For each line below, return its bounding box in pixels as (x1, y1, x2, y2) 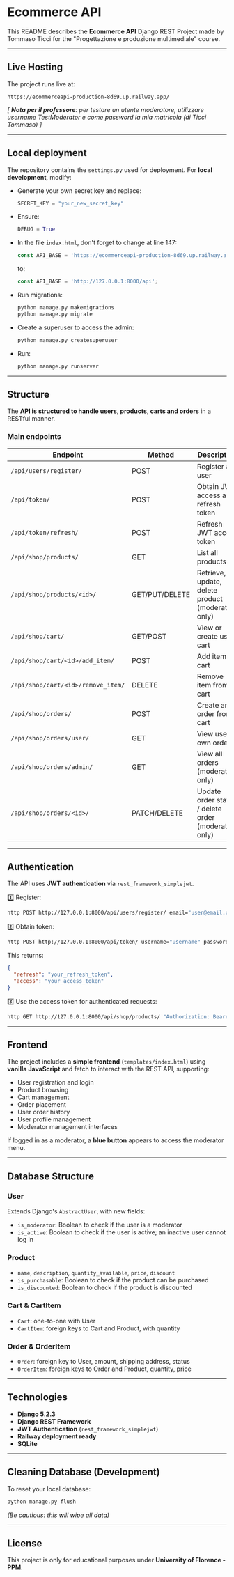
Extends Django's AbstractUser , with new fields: (7, 1207, 146, 1215)
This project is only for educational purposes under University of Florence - (7, 1556, 226, 1564)
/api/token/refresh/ (10, 529, 79, 536)
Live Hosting (7, 61, 63, 73)
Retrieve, (196, 568, 226, 577)
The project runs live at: (7, 79, 75, 88)
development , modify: (7, 173, 72, 181)
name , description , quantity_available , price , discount (17, 1268, 175, 1277)
